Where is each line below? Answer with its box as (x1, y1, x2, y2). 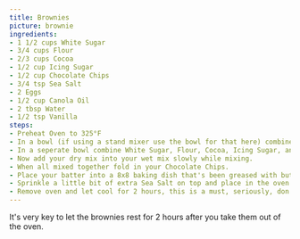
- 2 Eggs (9, 87, 42, 96)
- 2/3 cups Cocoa (9, 54, 74, 63)
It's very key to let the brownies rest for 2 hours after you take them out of (9, 211, 281, 222)
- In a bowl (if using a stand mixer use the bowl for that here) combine (9, 137, 294, 146)
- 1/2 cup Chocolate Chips (9, 71, 110, 80)
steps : (9, 121, 34, 130)
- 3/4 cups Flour (9, 46, 74, 55)
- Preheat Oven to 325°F (9, 129, 102, 138)
